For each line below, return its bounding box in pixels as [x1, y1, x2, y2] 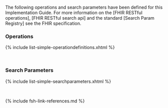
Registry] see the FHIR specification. [5, 20, 82, 26]
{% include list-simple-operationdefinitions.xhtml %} [5, 44, 115, 50]
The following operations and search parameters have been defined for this [5, 5, 163, 10]
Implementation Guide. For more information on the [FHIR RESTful [5, 10, 143, 16]
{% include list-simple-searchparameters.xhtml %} [5, 78, 111, 84]
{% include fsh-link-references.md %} [5, 98, 85, 104]
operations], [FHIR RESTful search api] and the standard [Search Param [5, 15, 155, 21]
